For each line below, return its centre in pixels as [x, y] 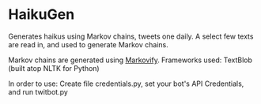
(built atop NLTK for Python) [54, 68]
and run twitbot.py [38, 91]
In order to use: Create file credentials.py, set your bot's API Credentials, [126, 84]
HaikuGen [42, 15]
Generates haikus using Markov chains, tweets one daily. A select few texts [131, 36]
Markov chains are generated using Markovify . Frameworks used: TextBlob [130, 60]
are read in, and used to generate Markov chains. [88, 44]
